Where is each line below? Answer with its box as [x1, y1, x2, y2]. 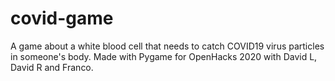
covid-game [10, 7, 114, 30]
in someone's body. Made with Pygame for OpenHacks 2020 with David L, [10, 50, 318, 62]
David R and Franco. [10, 61, 94, 73]
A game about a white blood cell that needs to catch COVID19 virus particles [10, 40, 325, 52]
